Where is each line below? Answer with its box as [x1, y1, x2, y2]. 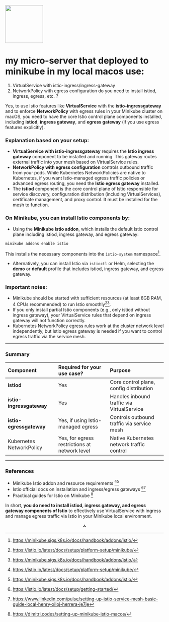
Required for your [58, 364, 102, 371]
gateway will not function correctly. [12, 318, 86, 324]
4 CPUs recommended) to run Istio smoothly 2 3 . [12, 300, 111, 307]
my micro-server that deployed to [5, 55, 149, 67]
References [5, 468, 34, 475]
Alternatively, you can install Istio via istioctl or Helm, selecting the [12, 261, 154, 267]
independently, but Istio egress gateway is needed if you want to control [12, 328, 162, 334]
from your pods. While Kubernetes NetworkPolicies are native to [12, 170, 146, 176]
